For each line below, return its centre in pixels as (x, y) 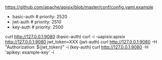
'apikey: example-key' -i (30, 52)
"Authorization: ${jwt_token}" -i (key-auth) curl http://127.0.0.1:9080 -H (77, 47)
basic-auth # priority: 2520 (40, 16)
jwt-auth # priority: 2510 (37, 22)
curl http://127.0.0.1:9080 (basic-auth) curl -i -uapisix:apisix (65, 37)
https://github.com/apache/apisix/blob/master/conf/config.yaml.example (79, 7)
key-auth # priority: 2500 (38, 27)
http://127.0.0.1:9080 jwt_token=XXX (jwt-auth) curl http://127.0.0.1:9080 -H (81, 42)
